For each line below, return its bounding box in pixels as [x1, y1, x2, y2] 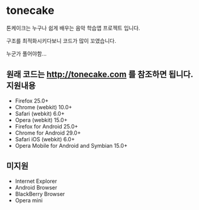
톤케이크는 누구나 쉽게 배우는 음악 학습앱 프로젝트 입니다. [6, 24, 140, 31]
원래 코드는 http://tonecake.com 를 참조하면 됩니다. [6, 69, 194, 80]
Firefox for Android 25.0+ [15, 122, 79, 130]
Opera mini [15, 197, 43, 204]
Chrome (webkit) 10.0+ [15, 103, 73, 110]
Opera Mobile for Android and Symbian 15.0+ [15, 142, 128, 149]
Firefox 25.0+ [15, 97, 49, 104]
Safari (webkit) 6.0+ [15, 110, 65, 117]
